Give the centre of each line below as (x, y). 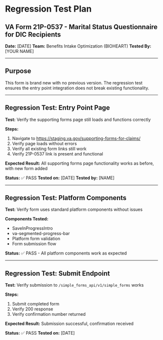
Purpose (18, 71)
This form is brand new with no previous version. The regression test (74, 83)
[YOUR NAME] (19, 51)
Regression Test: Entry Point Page (57, 108)
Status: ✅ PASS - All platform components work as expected (66, 253)
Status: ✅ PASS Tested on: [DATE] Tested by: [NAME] (60, 178)
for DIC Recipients (33, 34)
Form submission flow (34, 244)
